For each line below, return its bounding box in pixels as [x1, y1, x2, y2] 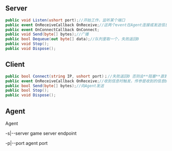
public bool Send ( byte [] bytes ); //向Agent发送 [5, 83, 104, 88]
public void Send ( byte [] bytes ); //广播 [5, 32, 89, 37]
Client [5, 60, 25, 69]
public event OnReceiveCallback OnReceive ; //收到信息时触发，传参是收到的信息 [5, 79, 165, 84]
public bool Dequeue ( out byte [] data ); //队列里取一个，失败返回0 [5, 37, 139, 42]
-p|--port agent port [5, 140, 48, 146]
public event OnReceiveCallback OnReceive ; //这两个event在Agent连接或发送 [5, 22, 161, 28]
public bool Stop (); [5, 88, 50, 93]
